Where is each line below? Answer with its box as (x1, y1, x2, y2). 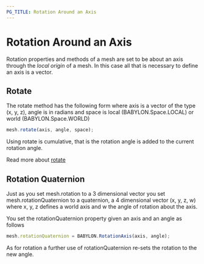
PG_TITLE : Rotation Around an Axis (6, 9, 97, 15)
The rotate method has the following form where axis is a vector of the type (6, 102, 196, 110)
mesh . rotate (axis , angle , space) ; (6, 127, 94, 133)
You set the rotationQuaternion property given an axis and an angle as (6, 215, 183, 223)
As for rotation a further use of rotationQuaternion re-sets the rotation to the (6, 244, 197, 251)
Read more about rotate (6, 156, 66, 163)
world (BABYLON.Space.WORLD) (6, 115, 90, 123)
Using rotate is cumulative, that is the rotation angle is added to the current (6, 138, 194, 145)
